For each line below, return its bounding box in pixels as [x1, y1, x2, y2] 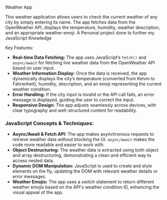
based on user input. [12, 65, 55, 71]
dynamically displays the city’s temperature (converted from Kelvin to [12, 76, 155, 81]
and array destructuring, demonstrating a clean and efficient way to [12, 152, 152, 159]
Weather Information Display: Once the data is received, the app [12, 70, 147, 76]
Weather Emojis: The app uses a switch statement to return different [12, 179, 155, 185]
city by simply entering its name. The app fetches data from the [5, 19, 136, 25]
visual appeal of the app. [12, 190, 63, 196]
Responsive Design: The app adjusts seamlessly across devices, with [12, 102, 157, 108]
